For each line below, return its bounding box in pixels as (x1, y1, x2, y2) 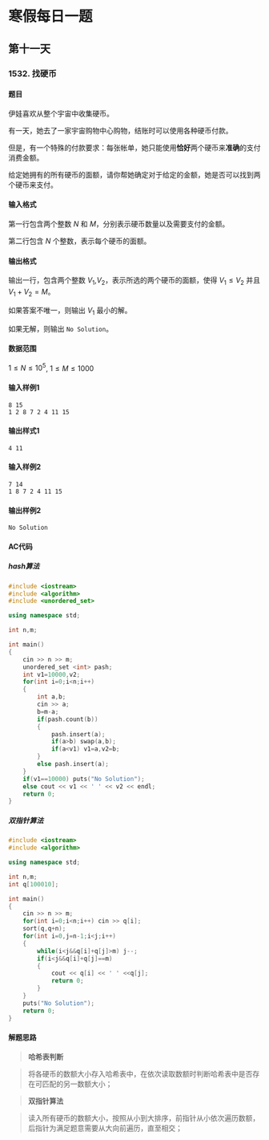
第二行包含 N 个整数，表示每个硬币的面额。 (8, 236, 151, 246)
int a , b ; (37, 693, 66, 701)
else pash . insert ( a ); (37, 760, 110, 768)
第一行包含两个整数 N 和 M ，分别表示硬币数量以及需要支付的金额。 (8, 218, 230, 229)
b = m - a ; (37, 707, 59, 715)
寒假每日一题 (8, 7, 94, 26)
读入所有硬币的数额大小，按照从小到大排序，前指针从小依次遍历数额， (27, 1113, 260, 1122)
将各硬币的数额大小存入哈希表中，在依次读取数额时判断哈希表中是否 (27, 1069, 253, 1078)
